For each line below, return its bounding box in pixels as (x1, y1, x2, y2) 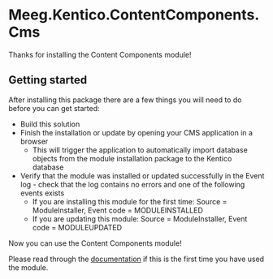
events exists (19, 188, 65, 198)
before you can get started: (8, 103, 100, 113)
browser (19, 136, 49, 146)
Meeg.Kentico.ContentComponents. (8, 6, 260, 24)
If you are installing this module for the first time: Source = (32, 196, 227, 206)
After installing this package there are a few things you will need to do (8, 95, 242, 105)
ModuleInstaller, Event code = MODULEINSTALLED (32, 205, 203, 215)
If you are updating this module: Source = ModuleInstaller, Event (32, 213, 248, 224)
